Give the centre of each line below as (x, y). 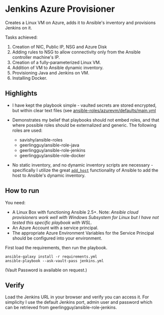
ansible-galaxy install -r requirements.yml (51, 256)
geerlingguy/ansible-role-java (49, 145)
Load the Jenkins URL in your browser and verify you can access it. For (77, 297)
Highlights (21, 93)
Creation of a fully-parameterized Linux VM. (57, 62)
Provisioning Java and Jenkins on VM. (51, 73)
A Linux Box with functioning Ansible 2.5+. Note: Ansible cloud (75, 212)
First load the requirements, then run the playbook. (56, 247)
